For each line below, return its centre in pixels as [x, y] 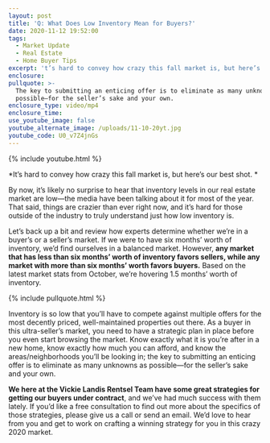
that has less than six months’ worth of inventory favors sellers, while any [134, 257]
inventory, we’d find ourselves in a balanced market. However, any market [131, 248]
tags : [17, 38]
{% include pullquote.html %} [57, 298]
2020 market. [31, 432]
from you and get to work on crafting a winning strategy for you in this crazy [135, 423]
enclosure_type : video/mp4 [53, 106]
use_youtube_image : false [51, 121]
